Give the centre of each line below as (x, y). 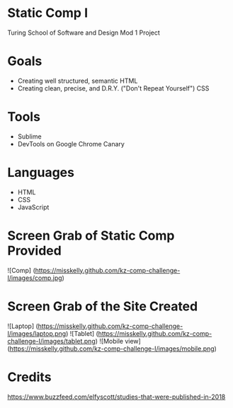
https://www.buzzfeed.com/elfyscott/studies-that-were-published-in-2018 (116, 397)
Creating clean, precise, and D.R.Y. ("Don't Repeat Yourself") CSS (113, 88)
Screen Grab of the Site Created (103, 306)
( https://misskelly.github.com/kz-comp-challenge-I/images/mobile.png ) (112, 349)
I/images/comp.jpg (35, 278)
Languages (41, 173)
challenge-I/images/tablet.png (51, 341)
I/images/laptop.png (37, 333)
